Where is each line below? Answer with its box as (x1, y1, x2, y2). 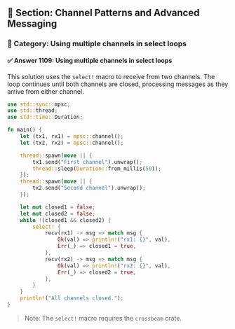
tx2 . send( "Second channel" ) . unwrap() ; (32, 185, 146, 192)
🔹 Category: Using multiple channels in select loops (7, 39, 187, 49)
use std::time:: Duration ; (7, 113, 83, 121)
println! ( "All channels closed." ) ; (20, 295, 124, 302)
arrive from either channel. (7, 87, 84, 95)
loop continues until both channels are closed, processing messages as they (7, 80, 229, 88)
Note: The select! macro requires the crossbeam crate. (24, 314, 182, 322)
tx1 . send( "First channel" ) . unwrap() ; (32, 158, 142, 165)
